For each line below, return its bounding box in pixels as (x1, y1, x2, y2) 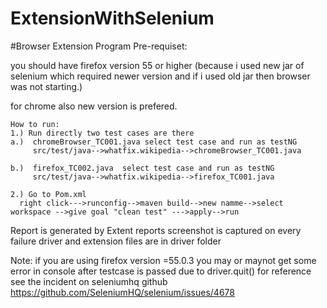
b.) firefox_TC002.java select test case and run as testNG (10, 163, 275, 173)
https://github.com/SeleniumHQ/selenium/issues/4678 (10, 286, 235, 298)
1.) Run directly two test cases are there (10, 128, 195, 138)
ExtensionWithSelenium (10, 7, 215, 30)
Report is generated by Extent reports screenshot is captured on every (10, 224, 302, 236)
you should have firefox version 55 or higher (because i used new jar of (10, 59, 305, 71)
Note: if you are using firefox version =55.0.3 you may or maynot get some (10, 254, 317, 266)
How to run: (10, 119, 60, 129)
